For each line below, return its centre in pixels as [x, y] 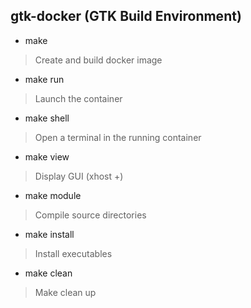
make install [49, 234]
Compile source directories [90, 215]
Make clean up [65, 292]
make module [53, 195]
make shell [47, 118]
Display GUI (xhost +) [79, 176]
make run [44, 79]
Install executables [73, 253]
